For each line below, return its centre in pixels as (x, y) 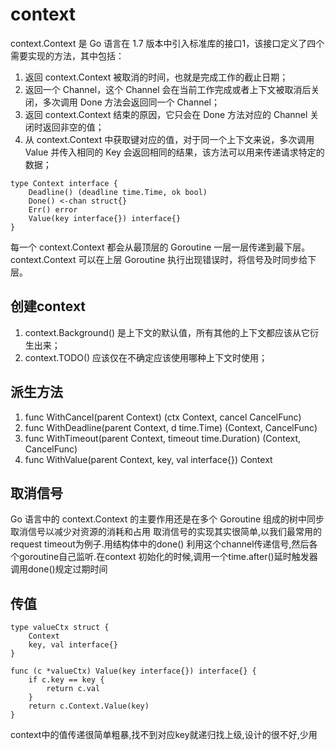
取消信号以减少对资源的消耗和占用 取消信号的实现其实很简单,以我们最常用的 (166, 532)
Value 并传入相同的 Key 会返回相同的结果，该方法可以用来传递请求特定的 (174, 152)
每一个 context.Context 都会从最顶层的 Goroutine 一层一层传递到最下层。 (160, 247)
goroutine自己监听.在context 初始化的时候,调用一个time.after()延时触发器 (168, 557)
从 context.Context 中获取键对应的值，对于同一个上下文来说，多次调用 (169, 139)
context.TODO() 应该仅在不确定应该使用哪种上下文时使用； (146, 357)
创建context (48, 306)
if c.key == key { (66, 680)
